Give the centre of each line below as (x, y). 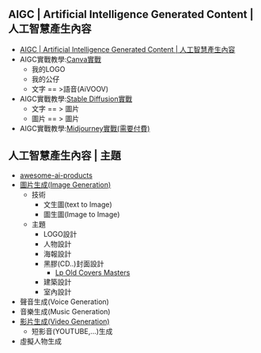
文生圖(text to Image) (78, 204)
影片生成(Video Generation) (64, 321)
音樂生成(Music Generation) (65, 311)
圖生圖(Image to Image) (81, 214)
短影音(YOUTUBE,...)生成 (72, 331)
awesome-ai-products (56, 175)
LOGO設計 (60, 234)
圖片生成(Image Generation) (65, 184)
